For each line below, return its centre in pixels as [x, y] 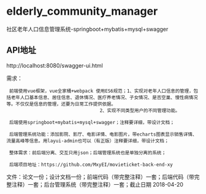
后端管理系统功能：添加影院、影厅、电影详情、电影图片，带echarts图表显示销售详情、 [103, 134]
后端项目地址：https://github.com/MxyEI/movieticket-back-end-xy [91, 165]
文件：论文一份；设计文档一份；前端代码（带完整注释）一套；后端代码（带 [100, 177]
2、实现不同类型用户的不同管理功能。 [140, 111]
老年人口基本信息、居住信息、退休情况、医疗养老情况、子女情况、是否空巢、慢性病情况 [104, 97]
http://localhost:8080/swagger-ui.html [55, 65]
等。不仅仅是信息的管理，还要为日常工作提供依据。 [61, 104]
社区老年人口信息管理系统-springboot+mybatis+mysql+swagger [87, 29]
